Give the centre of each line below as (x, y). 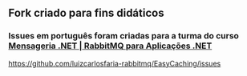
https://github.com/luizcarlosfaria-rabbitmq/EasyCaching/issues (115, 63)
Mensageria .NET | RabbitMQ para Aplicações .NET (110, 46)
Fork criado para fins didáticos (86, 13)
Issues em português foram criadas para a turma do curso (123, 36)
